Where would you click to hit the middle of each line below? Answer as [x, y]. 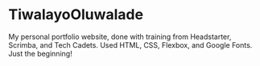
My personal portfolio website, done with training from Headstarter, [120, 37]
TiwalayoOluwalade [76, 15]
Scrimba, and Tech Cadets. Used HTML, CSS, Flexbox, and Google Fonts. [130, 45]
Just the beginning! [40, 53]
